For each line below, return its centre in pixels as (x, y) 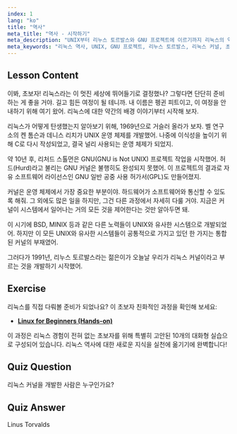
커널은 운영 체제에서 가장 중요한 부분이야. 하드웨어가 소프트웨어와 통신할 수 (110, 191)
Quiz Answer (36, 407)
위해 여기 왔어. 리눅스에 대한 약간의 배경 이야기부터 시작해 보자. (112, 111)
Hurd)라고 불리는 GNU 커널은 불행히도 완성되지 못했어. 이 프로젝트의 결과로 (119, 168)
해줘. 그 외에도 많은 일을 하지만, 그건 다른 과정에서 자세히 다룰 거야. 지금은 (116, 200)
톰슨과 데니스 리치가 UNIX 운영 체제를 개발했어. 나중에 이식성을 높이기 (124, 135)
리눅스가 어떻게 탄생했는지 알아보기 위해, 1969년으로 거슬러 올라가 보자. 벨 (109, 126)
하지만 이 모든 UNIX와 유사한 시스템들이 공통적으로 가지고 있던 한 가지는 (115, 233)
